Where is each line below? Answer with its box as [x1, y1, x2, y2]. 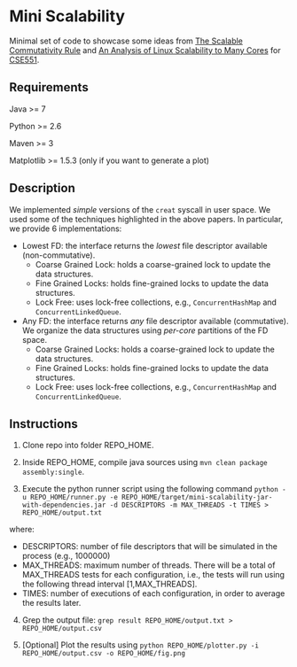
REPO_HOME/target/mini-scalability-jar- [121, 493, 273, 502]
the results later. [21, 598, 82, 609]
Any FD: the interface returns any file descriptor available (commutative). [21, 315, 289, 326]
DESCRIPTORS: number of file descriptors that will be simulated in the [21, 541, 277, 552]
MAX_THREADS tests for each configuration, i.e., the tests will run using [21, 570, 285, 580]
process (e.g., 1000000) [21, 551, 111, 562]
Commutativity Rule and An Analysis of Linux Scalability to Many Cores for [9, 44, 281, 55]
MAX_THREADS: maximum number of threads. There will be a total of [21, 560, 276, 570]
